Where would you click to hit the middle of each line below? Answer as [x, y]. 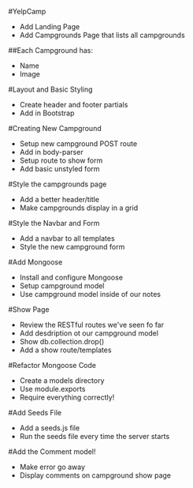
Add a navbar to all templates [67, 238]
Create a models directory [62, 381]
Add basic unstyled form [59, 169]
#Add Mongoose [35, 262]
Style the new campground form [72, 247]
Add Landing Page [50, 26]
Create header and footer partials [74, 105]
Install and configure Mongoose [71, 277]
